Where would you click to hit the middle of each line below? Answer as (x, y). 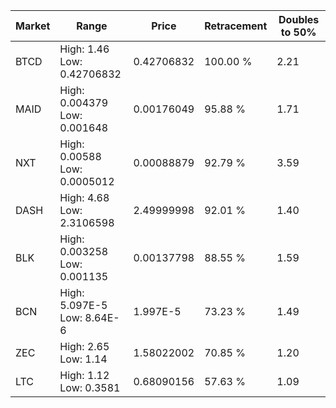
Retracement (236, 26)
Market (33, 26)
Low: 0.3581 (90, 387)
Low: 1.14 (83, 359)
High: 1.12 (84, 375)
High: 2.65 (84, 346)
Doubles (299, 19)
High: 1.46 (84, 49)
